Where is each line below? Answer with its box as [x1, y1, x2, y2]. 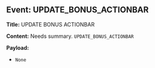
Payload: [6, 44, 29, 51]
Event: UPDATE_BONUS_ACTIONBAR [6, 5, 149, 15]
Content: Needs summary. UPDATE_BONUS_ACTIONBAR [6, 32, 134, 40]
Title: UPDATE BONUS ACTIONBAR [6, 20, 95, 28]
